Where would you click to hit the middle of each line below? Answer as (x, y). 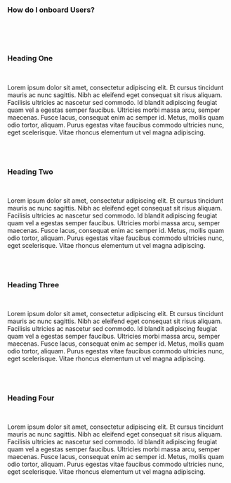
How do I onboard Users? (51, 10)
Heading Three (33, 284)
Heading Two (31, 172)
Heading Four (31, 398)
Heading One (30, 58)
